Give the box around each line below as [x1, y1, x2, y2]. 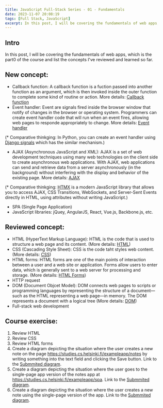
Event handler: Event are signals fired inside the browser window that [12, 104, 151, 110]
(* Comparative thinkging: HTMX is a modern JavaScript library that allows [5, 184, 154, 190]
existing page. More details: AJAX [12, 174, 80, 180]
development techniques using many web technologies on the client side [12, 154, 158, 160]
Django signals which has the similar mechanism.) [5, 139, 105, 145]
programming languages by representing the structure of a [12, 288, 130, 293]
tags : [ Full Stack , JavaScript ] [5, 16, 70, 21]
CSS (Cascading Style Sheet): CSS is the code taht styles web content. [12, 246, 154, 252]
